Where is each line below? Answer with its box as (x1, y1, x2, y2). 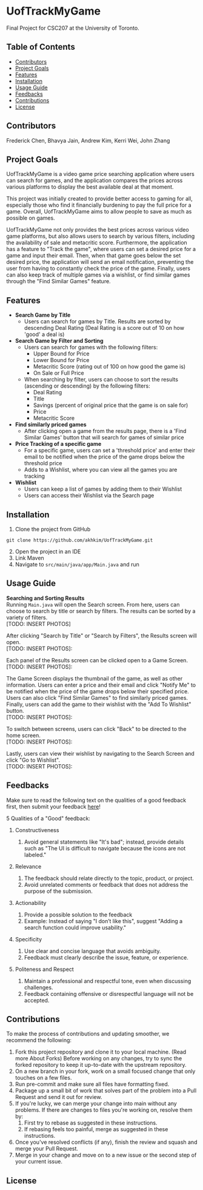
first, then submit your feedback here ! (6, 802, 101, 810)
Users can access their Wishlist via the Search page (24, 492, 155, 499)
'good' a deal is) (24, 331, 65, 338)
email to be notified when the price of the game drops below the (24, 453, 185, 460)
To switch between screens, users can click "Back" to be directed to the (6, 725, 187, 732)
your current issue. (15, 1158, 62, 1165)
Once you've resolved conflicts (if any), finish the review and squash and (15, 1138, 198, 1146)
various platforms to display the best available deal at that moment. (6, 183, 174, 190)
